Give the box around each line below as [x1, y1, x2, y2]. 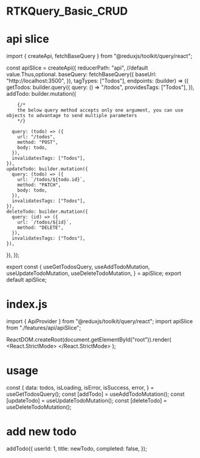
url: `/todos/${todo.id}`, [17, 177, 86, 183]
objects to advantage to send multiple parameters [6, 113, 137, 119]
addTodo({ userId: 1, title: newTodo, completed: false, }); [6, 445, 147, 452]
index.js [6, 298, 47, 312]
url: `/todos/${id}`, [17, 220, 72, 226]
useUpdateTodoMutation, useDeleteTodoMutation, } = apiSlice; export [6, 270, 182, 277]
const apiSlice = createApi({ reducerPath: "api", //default [6, 64, 148, 71]
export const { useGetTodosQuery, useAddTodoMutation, [6, 263, 150, 271]
